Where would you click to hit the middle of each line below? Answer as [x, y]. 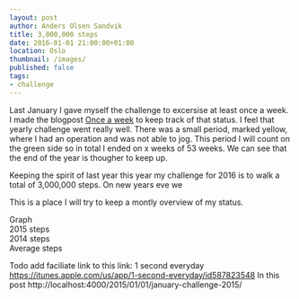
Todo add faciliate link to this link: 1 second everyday [107, 265]
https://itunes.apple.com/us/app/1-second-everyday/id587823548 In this [145, 275]
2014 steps [30, 238]
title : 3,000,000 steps [54, 34]
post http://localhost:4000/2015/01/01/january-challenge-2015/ [126, 285]
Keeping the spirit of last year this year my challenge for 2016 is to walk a [145, 175]
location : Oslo [38, 51]
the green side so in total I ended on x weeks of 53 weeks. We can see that [148, 148]
